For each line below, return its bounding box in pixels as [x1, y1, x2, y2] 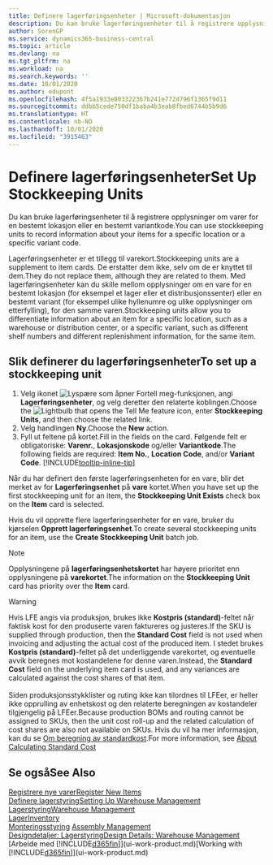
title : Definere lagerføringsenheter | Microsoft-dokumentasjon [8, 11, 231, 20]
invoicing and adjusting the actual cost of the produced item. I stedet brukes [8, 638, 264, 648]
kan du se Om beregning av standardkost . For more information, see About [8, 733, 258, 743]
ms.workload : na [8, 65, 63, 73]
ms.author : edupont [8, 87, 75, 96]
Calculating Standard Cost [8, 742, 97, 752]
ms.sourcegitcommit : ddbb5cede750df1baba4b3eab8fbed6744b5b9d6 [8, 102, 227, 110]
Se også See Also [8, 765, 96, 780]
